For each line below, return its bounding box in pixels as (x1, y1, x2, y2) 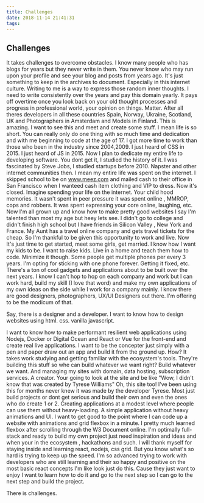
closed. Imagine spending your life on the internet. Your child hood (6, 188, 174, 196)
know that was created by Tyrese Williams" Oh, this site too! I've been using (6, 380, 197, 388)
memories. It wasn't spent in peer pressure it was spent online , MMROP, (6, 195, 189, 202)
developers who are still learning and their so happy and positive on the (6, 458, 186, 466)
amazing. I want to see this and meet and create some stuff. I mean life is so (6, 124, 197, 131)
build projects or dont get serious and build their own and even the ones (6, 394, 188, 401)
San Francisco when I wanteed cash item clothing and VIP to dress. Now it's (6, 182, 197, 190)
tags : (6, 20, 20, 26)
